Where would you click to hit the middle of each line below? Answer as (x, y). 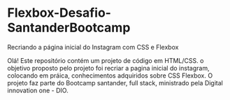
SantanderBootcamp (69, 28)
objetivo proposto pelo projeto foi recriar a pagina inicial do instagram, (108, 68)
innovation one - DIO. (38, 90)
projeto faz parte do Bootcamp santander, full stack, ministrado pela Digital (115, 83)
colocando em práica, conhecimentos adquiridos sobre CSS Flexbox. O (110, 76)
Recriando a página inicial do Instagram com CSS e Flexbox (93, 47)
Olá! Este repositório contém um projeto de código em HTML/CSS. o (106, 60)
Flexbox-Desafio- (59, 13)
